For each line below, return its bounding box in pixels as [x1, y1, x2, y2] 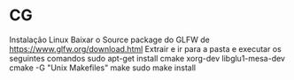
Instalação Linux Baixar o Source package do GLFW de [9, 34, 210, 45]
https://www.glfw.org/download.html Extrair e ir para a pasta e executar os [9, 43, 282, 54]
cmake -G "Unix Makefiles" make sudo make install [9, 62, 197, 73]
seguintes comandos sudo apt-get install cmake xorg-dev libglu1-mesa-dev [9, 53, 286, 63]
